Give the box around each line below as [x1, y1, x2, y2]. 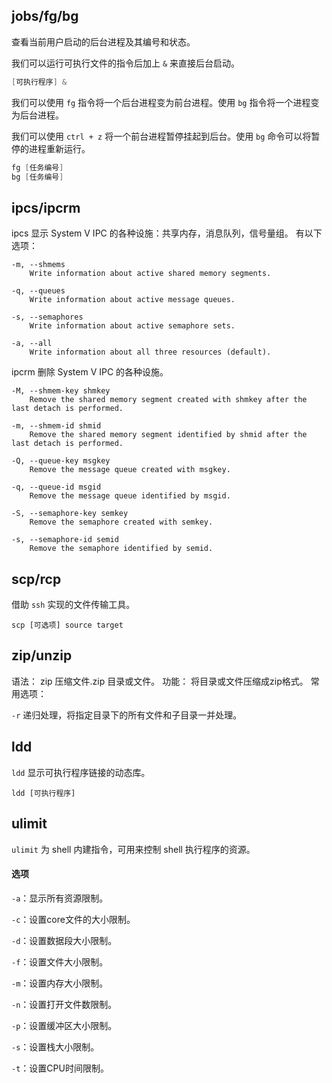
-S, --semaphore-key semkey [11, 509, 129, 519]
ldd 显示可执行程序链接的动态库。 [11, 766, 151, 778]
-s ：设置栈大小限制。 [11, 1040, 100, 1053]
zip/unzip [11, 647, 73, 664]
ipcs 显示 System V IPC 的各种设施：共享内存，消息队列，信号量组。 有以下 [11, 227, 323, 239]
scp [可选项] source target [11, 620, 124, 631]
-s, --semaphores [11, 312, 84, 323]
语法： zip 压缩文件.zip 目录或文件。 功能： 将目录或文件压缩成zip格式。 [11, 675, 309, 687]
